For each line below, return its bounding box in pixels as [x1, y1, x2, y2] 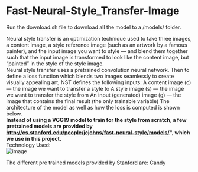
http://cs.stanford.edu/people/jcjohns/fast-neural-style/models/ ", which [6, 128, 190, 136]
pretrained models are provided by [6, 123, 93, 130]
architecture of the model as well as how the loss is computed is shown [6, 104, 180, 111]
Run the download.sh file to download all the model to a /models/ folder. [6, 24, 181, 31]
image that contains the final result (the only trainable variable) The [6, 97, 170, 104]
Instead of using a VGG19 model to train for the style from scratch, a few [6, 116, 187, 123]
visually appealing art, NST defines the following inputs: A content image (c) [6, 78, 191, 86]
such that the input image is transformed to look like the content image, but [6, 54, 189, 61]
